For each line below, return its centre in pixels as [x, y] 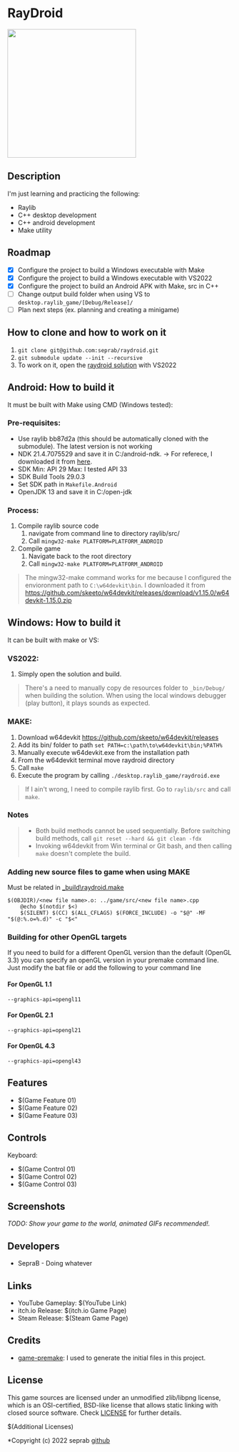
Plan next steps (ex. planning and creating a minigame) [98, 309]
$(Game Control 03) [47, 1184]
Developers [34, 1246]
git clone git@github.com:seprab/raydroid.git [88, 350]
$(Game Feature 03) [48, 1115]
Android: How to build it [61, 387]
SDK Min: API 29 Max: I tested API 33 [72, 469]
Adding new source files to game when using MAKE [99, 871]
